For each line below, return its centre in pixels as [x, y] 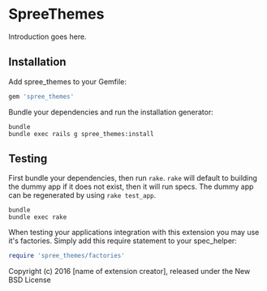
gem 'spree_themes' [41, 96]
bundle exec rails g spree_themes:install [81, 134]
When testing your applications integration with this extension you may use [134, 233]
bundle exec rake [38, 217]
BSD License [30, 280]
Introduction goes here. [47, 36]
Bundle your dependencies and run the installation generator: [111, 112]
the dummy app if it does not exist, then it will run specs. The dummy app [131, 186]
